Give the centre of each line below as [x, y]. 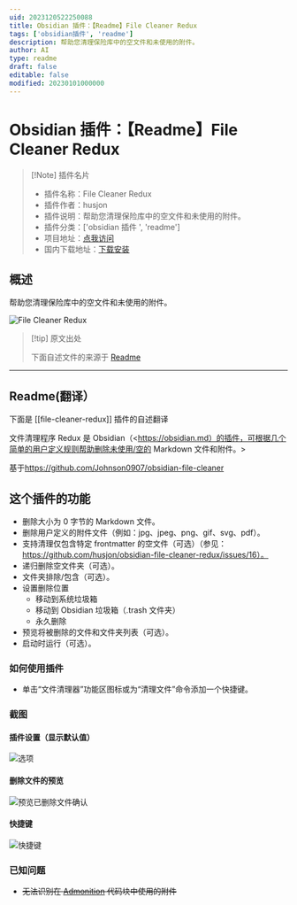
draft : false [33, 67]
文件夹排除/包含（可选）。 [68, 577]
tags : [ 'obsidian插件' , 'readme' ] [72, 34]
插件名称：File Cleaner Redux [98, 193]
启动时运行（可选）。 [59, 643]
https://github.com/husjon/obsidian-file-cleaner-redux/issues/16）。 [145, 555]
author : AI [29, 50]
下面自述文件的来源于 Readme [86, 357]
